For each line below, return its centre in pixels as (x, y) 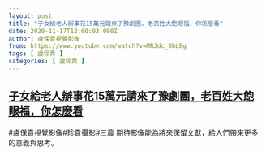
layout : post (30, 16)
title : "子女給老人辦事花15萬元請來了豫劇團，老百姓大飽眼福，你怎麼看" (116, 24)
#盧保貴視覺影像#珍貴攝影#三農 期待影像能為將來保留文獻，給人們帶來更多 (133, 132)
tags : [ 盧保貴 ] (36, 54)
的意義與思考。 (33, 142)
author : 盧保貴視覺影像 (44, 39)
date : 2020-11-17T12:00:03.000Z (63, 31)
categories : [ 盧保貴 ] (47, 62)
